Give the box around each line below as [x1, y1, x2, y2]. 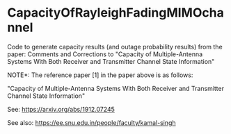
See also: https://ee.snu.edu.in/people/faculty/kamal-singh [7, 118, 176, 126]
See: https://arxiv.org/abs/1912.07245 [7, 105, 115, 113]
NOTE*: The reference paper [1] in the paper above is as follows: [7, 71, 193, 79]
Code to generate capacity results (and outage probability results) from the [7, 42, 223, 51]
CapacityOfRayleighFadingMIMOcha [7, 5, 224, 21]
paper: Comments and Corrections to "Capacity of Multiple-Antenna [7, 50, 203, 58]
